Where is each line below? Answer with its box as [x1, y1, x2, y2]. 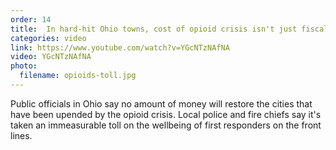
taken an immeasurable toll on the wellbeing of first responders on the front [10, 119, 322, 131]
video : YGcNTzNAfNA [10, 52, 92, 62]
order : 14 [10, 14, 52, 25]
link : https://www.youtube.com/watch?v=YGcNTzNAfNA [10, 42, 230, 53]
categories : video [10, 33, 87, 43]
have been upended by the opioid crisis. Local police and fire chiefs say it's [10, 108, 322, 120]
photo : [10, 61, 38, 71]
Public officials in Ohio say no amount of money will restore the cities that [10, 97, 313, 110]
